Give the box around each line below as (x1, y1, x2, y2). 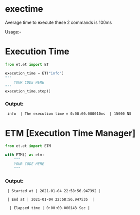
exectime (5, 3, 44, 15)
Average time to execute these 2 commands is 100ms (5, 19, 112, 25)
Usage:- (5, 29, 21, 35)
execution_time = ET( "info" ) (5, 71, 64, 76)
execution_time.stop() (5, 89, 51, 94)
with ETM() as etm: (5, 152, 45, 158)
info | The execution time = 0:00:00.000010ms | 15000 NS (7, 111, 132, 116)
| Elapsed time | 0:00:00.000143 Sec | (9, 206, 90, 211)
